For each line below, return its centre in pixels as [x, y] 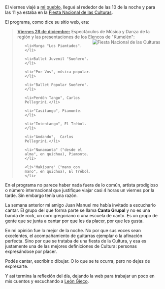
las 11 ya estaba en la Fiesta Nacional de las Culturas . [59, 12]
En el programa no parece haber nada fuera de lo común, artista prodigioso [82, 185]
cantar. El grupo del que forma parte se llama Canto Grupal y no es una [78, 210]
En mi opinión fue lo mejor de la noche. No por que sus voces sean [73, 230]
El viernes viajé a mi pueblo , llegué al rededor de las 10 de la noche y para [80, 7]
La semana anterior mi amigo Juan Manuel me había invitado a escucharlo [81, 205]
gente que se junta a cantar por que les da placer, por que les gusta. [74, 221]
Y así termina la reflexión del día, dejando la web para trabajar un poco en [80, 276]
